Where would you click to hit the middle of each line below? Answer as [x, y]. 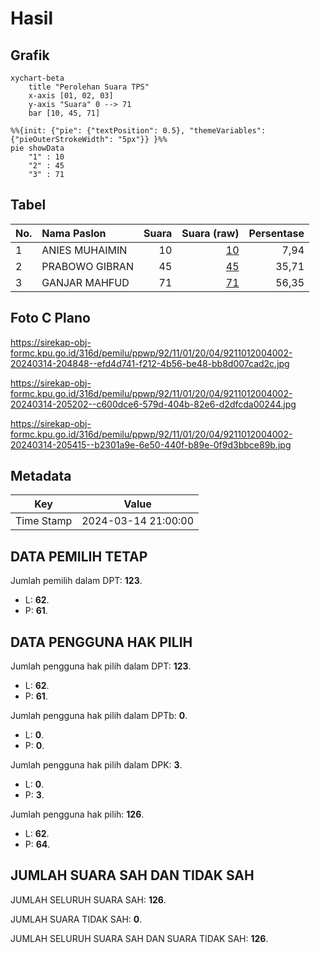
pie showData [37, 148]
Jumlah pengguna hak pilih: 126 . [77, 814]
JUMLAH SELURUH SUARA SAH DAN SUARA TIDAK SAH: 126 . [139, 938]
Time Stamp [44, 521]
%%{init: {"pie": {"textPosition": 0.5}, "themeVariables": [138, 131]
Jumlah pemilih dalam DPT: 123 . [76, 581]
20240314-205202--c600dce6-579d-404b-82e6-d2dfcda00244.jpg [153, 404]
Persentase [276, 233]
